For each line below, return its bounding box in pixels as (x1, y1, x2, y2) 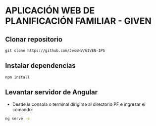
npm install (5, 75, 30, 80)
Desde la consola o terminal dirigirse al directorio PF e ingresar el (12, 101, 146, 107)
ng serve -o (5, 116, 30, 121)
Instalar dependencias (5, 62, 76, 70)
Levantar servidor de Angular (5, 88, 98, 96)
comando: (12, 106, 33, 112)
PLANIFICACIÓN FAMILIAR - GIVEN (5, 15, 152, 27)
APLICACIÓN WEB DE (5, 5, 95, 16)
